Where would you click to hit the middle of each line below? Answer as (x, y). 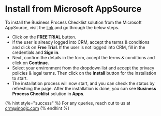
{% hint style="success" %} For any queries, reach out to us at (68, 103)
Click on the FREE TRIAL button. (44, 37)
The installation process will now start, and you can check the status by (83, 83)
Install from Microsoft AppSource (73, 9)
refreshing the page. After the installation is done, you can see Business (84, 88)
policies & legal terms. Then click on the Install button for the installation (84, 73)
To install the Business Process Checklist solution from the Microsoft (73, 22)
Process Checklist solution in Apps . (48, 94)
